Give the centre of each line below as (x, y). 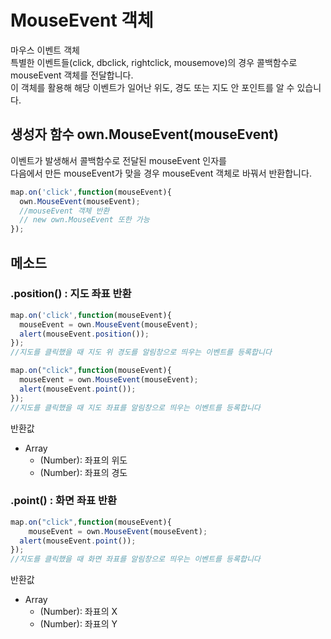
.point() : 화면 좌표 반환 (64, 501)
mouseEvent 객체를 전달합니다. (72, 75)
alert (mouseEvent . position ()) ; (84, 334)
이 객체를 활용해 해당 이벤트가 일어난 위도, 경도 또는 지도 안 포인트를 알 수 (152, 87)
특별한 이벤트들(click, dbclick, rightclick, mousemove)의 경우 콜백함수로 (154, 62)
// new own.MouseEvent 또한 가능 (84, 220)
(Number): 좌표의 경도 (83, 472)
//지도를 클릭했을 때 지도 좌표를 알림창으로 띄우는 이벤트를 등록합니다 (135, 407)
